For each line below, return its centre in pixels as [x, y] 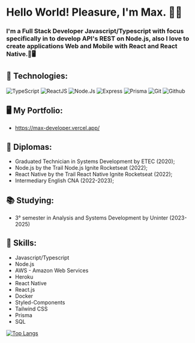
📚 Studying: [30, 200]
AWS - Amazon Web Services [52, 270]
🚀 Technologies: [37, 76]
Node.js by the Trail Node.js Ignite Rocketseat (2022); [81, 168]
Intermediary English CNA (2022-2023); [64, 181]
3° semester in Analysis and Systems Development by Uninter [91, 218]
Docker [24, 296]
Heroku [24, 277]
